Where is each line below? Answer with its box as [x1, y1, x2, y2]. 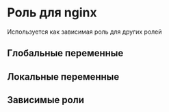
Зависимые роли [7, 94, 84, 106]
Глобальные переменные [7, 47, 124, 59]
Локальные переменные [7, 71, 120, 82]
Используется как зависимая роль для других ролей [7, 27, 162, 36]
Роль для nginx [7, 5, 97, 21]
